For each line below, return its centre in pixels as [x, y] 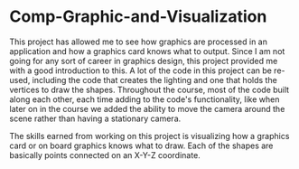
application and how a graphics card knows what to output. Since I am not [147, 51]
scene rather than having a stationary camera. [95, 118]
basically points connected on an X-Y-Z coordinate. [105, 155]
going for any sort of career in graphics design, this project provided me [144, 61]
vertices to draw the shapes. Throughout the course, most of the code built [149, 89]
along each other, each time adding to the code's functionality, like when [145, 99]
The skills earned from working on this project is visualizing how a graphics [149, 136]
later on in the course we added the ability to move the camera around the [147, 108]
